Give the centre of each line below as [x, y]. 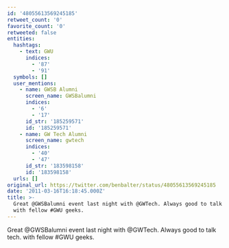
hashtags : [27, 45]
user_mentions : [35, 83]
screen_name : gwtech [55, 141]
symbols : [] [31, 77]
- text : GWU [36, 52]
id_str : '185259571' [55, 121]
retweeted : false [32, 32]
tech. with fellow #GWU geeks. [51, 237]
